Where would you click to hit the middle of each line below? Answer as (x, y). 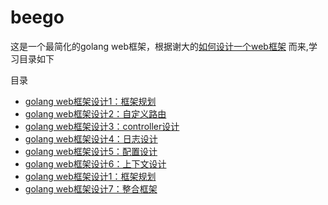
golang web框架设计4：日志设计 (91, 138)
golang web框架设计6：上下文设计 (95, 163)
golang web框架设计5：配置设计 (91, 151)
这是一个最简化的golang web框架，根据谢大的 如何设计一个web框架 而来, (159, 46)
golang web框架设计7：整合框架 (91, 188)
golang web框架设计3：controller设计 (102, 126)
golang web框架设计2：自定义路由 (95, 113)
